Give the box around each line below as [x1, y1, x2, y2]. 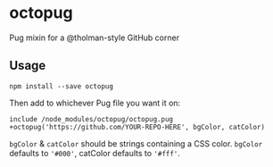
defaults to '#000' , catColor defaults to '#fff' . [9, 147, 181, 158]
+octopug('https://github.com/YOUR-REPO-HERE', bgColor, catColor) [9, 122, 266, 131]
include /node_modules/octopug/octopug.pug [9, 114, 174, 123]
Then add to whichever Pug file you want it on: [9, 97, 181, 108]
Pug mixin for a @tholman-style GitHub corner [9, 32, 180, 43]
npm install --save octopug [9, 81, 114, 91]
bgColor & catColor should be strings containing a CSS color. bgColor [9, 138, 263, 149]
